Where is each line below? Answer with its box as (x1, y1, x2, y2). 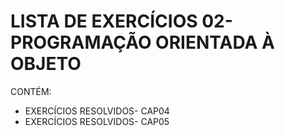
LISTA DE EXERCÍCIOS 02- (10, 10, 233, 33)
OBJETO (10, 53, 82, 75)
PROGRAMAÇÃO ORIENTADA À (10, 31, 275, 54)
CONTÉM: (10, 85, 52, 97)
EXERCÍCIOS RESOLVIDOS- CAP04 (24, 105, 170, 117)
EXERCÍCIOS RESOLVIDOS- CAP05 (24, 115, 170, 127)
